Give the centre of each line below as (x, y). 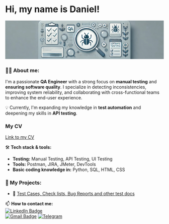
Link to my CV (20, 137)
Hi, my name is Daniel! (52, 9)
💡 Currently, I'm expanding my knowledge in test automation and (73, 107)
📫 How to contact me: (29, 204)
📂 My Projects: (23, 183)
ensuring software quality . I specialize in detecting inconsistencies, (76, 87)
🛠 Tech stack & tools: (28, 147)
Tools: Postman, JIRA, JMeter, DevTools (54, 164)
